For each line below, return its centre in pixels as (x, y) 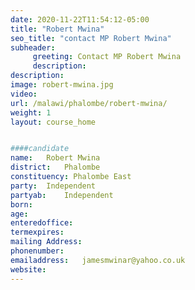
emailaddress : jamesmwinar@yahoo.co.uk (98, 260)
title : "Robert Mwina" (57, 29)
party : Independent (53, 186)
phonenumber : (37, 251)
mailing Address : (46, 242)
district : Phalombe (55, 167)
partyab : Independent (62, 195)
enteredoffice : (42, 223)
